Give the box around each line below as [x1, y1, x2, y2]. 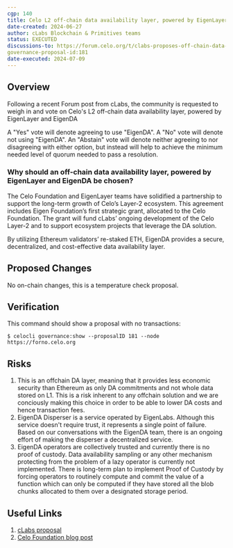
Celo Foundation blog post [17, 533, 94, 542]
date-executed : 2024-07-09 [7, 56, 85, 63]
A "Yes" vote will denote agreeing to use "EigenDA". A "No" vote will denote [7, 128, 223, 136]
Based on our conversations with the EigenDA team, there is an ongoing [17, 428, 223, 437]
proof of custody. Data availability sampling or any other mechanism [17, 450, 213, 459]
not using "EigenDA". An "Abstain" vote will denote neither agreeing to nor [7, 135, 218, 143]
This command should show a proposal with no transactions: [7, 319, 181, 328]
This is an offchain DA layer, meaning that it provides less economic [17, 376, 211, 385]
